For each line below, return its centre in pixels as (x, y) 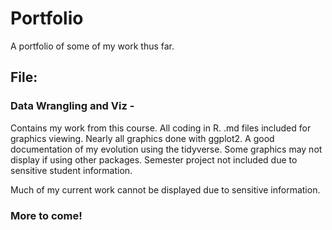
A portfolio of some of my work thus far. (92, 46)
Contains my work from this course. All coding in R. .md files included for (161, 128)
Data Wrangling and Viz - (72, 106)
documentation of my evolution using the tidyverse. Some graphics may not (166, 149)
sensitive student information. (71, 170)
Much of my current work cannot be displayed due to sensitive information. (165, 189)
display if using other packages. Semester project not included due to (154, 159)
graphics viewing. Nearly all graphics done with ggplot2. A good (142, 138)
